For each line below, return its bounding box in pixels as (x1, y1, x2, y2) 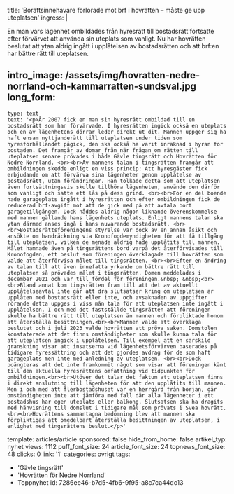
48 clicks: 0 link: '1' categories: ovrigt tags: (7, 450, 131, 458)
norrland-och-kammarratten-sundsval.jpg (7, 81, 197, 92)
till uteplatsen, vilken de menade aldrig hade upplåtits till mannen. (7, 238, 220, 246)
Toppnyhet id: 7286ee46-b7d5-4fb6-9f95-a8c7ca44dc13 (17, 478, 184, 486)
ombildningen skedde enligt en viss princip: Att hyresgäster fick (7, 165, 208, 172)
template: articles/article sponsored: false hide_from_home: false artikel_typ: (7, 434, 227, 444)
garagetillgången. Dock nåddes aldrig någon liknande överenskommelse (7, 208, 217, 215)
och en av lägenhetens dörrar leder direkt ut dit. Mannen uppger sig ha (7, 128, 227, 135)
